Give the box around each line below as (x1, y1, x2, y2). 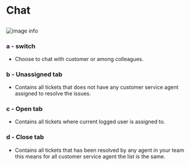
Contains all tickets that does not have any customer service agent (14, 84, 179, 91)
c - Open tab (6, 105, 43, 113)
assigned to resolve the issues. (14, 90, 91, 97)
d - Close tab (6, 133, 44, 141)
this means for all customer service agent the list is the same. (14, 152, 166, 160)
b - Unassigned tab (6, 70, 63, 78)
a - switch (6, 42, 36, 50)
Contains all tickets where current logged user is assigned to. (14, 118, 166, 125)
